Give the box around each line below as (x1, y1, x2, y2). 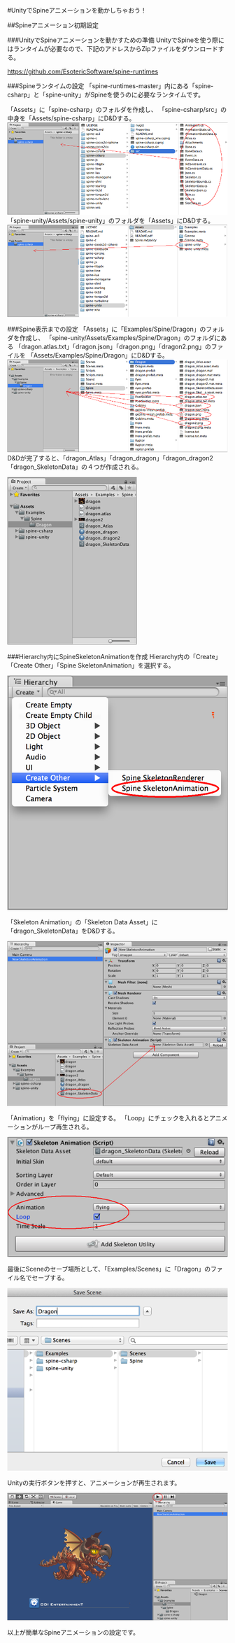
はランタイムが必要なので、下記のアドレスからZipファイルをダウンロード (7, 45, 218, 52)
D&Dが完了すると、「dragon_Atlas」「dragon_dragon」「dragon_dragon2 (7, 453, 213, 462)
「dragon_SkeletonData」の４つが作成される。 (7, 463, 143, 471)
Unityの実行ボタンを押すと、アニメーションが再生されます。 (7, 1479, 181, 1487)
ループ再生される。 (37, 1122, 93, 1131)
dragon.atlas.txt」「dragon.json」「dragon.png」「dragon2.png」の (20, 342, 211, 351)
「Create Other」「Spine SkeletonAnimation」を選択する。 (7, 661, 175, 670)
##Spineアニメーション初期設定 (7, 21, 99, 29)
